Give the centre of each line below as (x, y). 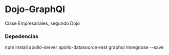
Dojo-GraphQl (35, 9)
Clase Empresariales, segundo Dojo (43, 23)
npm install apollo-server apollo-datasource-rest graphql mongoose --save (84, 47)
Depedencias (22, 36)
